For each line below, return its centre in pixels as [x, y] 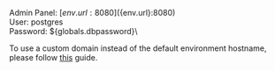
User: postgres [36, 22]
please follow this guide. [53, 57]
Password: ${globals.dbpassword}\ [74, 31]
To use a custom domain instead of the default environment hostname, [138, 48]
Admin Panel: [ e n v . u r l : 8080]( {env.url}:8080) [92, 13]
